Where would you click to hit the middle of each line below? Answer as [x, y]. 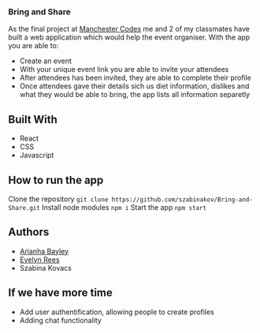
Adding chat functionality [61, 320]
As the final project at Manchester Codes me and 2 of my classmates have [129, 29]
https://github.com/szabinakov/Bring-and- [182, 200]
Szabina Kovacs [46, 268]
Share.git [24, 208]
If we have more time [60, 293]
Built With [33, 120]
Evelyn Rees [40, 260]
